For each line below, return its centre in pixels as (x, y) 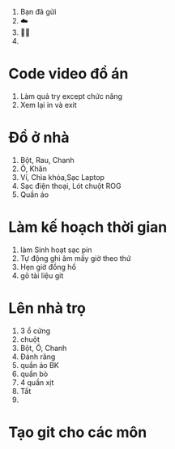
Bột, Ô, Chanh (43, 348)
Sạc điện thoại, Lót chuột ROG (70, 186)
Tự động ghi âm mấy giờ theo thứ (75, 258)
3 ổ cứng (35, 331)
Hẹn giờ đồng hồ (48, 267)
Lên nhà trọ (47, 308)
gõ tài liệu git (42, 276)
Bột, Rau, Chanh (47, 160)
